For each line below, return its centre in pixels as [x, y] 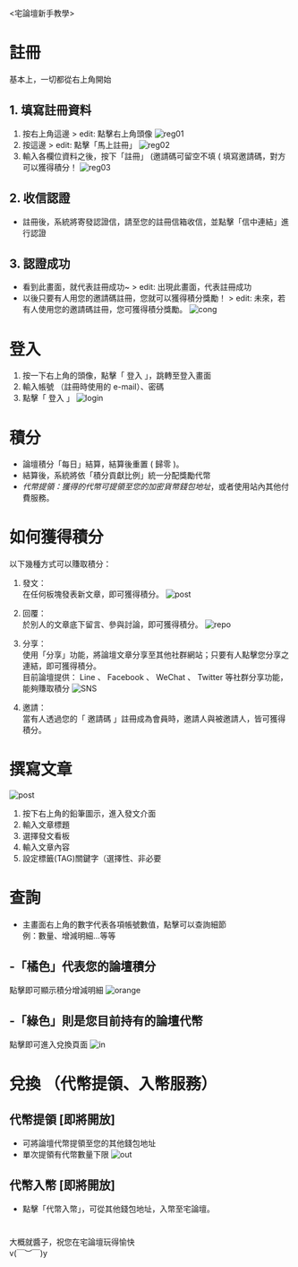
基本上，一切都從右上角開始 [60, 79]
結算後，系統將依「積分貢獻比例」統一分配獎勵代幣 [116, 476]
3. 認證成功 [40, 263]
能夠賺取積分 [46, 688]
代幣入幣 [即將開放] [62, 1186]
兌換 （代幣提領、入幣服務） [113, 1084]
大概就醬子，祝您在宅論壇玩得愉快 [72, 1242]
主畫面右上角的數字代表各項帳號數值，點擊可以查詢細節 [124, 925]
